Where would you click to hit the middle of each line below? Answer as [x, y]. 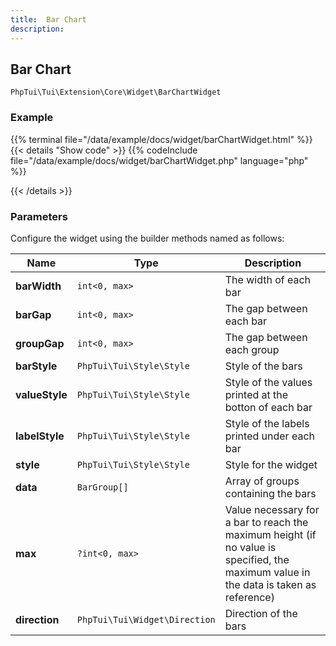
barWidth [38, 286]
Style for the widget [271, 464]
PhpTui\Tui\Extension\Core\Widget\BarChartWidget [116, 92]
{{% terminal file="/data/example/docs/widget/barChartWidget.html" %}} [161, 139]
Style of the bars [263, 366]
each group [252, 349]
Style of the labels [267, 423]
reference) [249, 597]
